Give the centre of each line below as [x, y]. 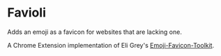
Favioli [27, 13]
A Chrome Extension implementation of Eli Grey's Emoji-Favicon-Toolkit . [111, 45]
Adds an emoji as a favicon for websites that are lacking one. [95, 32]
